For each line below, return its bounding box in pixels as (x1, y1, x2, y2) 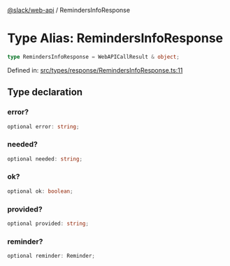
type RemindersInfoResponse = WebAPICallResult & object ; (7, 53, 180, 60)
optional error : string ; (7, 123, 80, 130)
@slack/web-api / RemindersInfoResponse (7, 6, 131, 14)
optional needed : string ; (7, 155, 82, 163)
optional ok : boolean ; (7, 188, 73, 195)
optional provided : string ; (7, 220, 89, 228)
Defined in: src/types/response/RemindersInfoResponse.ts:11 (7, 66, 183, 74)
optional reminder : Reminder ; (7, 253, 96, 260)
